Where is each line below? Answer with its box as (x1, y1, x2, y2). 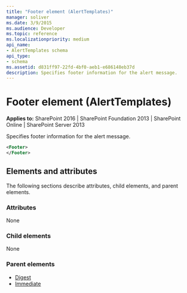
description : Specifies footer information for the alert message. (6, 70, 178, 76)
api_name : (6, 42, 31, 48)
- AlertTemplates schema (6, 48, 68, 54)
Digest (14, 273, 32, 280)
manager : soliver (6, 14, 50, 20)
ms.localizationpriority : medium (6, 36, 90, 42)
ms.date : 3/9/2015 (6, 20, 52, 26)
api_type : (6, 53, 31, 59)
